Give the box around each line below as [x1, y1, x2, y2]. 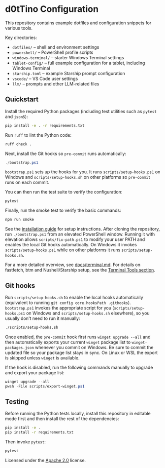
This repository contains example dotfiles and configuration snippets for [5, 20, 152, 26]
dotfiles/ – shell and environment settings [12, 44, 99, 50]
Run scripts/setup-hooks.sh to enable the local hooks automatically [5, 294, 144, 300]
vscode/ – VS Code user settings [12, 76, 78, 81]
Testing [5, 397, 29, 406]
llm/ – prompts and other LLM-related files [12, 80, 99, 87]
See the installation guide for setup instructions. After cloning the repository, [5, 226, 160, 232]
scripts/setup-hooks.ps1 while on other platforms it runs [5, 247, 121, 253]
